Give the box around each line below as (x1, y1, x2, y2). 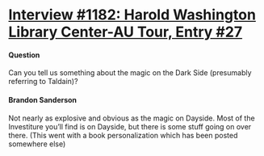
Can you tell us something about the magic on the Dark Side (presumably (8, 68, 252, 78)
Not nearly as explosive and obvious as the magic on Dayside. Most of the (8, 113, 256, 123)
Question (8, 50, 40, 60)
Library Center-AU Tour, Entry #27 (8, 23, 243, 41)
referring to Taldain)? (8, 77, 78, 86)
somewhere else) (8, 139, 66, 149)
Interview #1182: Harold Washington (8, 6, 257, 24)
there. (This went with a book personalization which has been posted (8, 130, 238, 140)
